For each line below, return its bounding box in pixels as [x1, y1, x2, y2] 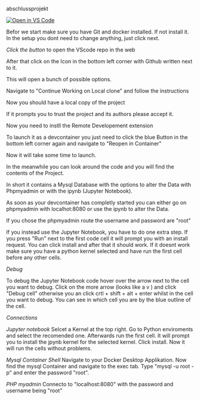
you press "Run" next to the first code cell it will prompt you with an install [6, 235, 188, 242]
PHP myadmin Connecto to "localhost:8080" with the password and [6, 381, 174, 387]
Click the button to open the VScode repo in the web [6, 46, 136, 53]
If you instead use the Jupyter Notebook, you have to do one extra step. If [6, 228, 188, 236]
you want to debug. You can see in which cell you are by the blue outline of [6, 296, 191, 303]
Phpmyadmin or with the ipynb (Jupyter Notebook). [6, 188, 133, 194]
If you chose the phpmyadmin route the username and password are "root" [6, 217, 191, 224]
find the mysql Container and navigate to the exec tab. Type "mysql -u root [6, 363, 190, 370]
